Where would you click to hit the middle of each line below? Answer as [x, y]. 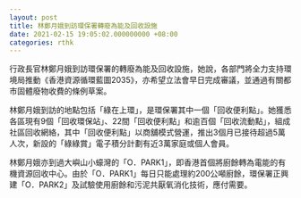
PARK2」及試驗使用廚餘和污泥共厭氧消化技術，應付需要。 [146, 185]
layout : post [34, 17]
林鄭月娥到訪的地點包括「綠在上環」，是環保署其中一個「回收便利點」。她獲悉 [150, 110]
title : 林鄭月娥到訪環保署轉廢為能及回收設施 [84, 26]
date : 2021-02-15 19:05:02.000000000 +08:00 [94, 34]
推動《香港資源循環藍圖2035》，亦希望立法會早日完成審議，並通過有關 [154, 80]
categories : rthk [42, 42]
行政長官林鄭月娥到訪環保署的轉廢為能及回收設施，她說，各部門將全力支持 [146, 69]
